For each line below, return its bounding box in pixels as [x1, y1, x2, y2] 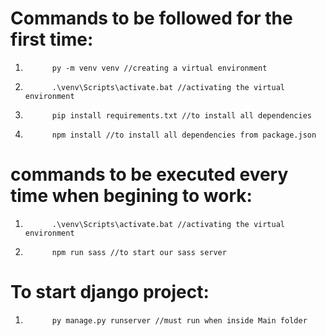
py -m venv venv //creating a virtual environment [51, 63, 268, 73]
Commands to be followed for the [10, 7, 293, 30]
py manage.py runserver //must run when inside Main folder [51, 315, 308, 326]
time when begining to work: [10, 185, 253, 207]
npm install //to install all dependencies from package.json [51, 130, 317, 140]
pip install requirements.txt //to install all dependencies [51, 110, 312, 121]
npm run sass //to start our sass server [51, 247, 227, 257]
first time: [10, 28, 94, 51]
